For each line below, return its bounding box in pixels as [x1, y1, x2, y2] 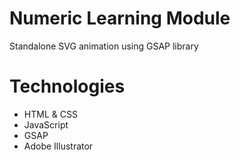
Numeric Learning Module [9, 7, 231, 30]
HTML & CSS [23, 108, 78, 120]
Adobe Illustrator [23, 140, 94, 152]
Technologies [9, 75, 126, 98]
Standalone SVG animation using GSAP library [9, 40, 199, 52]
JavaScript [23, 118, 69, 131]
